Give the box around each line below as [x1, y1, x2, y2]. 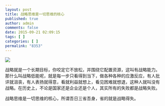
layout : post [5, 7, 32, 12]
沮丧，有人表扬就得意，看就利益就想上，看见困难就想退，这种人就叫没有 [13, 79, 160, 85]
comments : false [5, 25, 38, 30]
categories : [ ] [5, 39, 38, 44]
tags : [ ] [5, 35, 26, 40]
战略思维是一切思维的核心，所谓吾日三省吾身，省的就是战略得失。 [5, 95, 138, 101]
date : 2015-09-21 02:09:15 [5, 30, 60, 35]
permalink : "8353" [5, 43, 43, 48]
